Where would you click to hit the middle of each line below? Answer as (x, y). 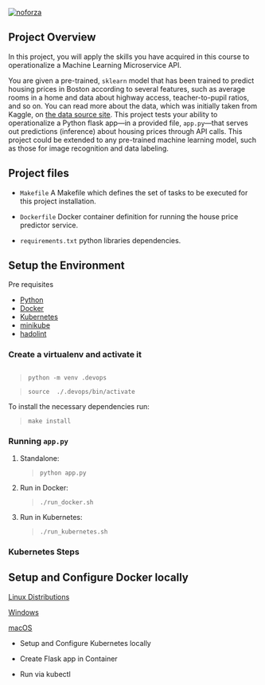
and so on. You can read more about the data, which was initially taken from (132, 106)
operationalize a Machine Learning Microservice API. (95, 65)
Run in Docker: (44, 488)
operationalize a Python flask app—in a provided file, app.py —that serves (129, 123)
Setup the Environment (66, 266)
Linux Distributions (39, 596)
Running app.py (39, 441)
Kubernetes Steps (44, 552)
